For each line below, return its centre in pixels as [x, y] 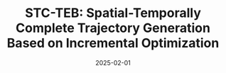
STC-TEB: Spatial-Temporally [113, 13]
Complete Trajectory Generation [113, 28]
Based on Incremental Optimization [113, 43]
